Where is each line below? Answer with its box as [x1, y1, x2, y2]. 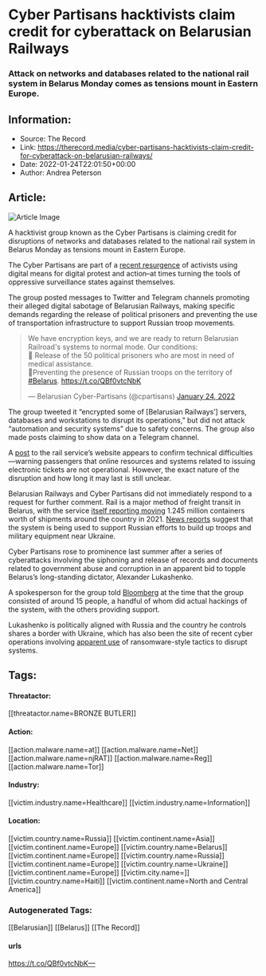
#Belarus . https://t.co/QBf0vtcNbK [27, 375, 142, 385]
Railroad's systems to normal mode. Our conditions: [27, 342, 198, 351]
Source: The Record [19, 133, 86, 143]
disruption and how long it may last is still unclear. [8, 473, 172, 482]
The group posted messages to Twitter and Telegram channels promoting [8, 292, 250, 302]
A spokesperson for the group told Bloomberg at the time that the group [8, 587, 244, 597]
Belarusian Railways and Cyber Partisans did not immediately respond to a [8, 489, 252, 498]
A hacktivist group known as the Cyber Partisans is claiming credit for [8, 228, 237, 237]
